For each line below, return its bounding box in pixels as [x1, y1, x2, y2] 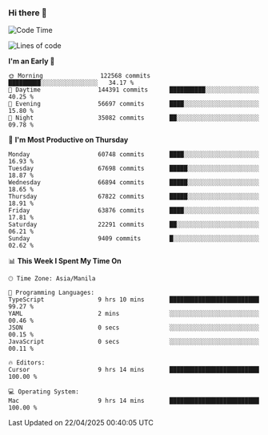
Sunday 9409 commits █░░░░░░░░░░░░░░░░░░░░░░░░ [8, 235, 260, 243]
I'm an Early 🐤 [8, 56, 55, 66]
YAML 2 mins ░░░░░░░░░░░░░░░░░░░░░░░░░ [8, 310, 260, 318]
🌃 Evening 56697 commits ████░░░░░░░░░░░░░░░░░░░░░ [8, 100, 260, 108]
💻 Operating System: [8, 388, 80, 396]
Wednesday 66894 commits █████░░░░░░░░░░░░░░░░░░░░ [8, 179, 260, 187]
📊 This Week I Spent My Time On [8, 256, 122, 266]
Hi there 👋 [8, 7, 48, 18]
